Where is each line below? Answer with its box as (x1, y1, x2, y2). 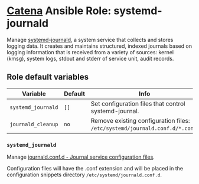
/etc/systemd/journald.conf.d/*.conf (90, 125, 197, 132)
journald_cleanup (9, 121, 58, 127)
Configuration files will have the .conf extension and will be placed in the (6, 165, 184, 172)
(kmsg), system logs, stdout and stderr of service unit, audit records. (6, 55, 174, 62)
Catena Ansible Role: (6, 4, 112, 18)
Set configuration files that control (90, 99, 185, 107)
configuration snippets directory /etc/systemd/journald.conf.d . (6, 171, 162, 178)
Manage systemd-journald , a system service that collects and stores (6, 36, 174, 43)
